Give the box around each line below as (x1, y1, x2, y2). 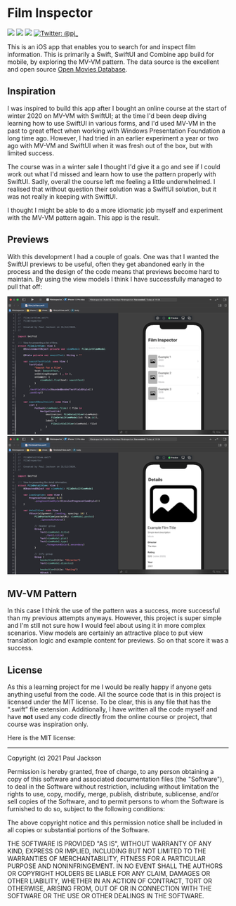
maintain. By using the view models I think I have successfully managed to (7, 275, 223, 283)
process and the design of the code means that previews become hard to (7, 267, 220, 275)
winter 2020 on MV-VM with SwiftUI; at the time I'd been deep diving (7, 111, 207, 120)
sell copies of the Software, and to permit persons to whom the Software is (7, 797, 225, 806)
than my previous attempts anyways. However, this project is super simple (7, 614, 223, 622)
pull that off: (7, 282, 43, 291)
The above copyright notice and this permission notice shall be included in (7, 818, 223, 827)
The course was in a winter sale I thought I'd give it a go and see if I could (7, 162, 221, 171)
